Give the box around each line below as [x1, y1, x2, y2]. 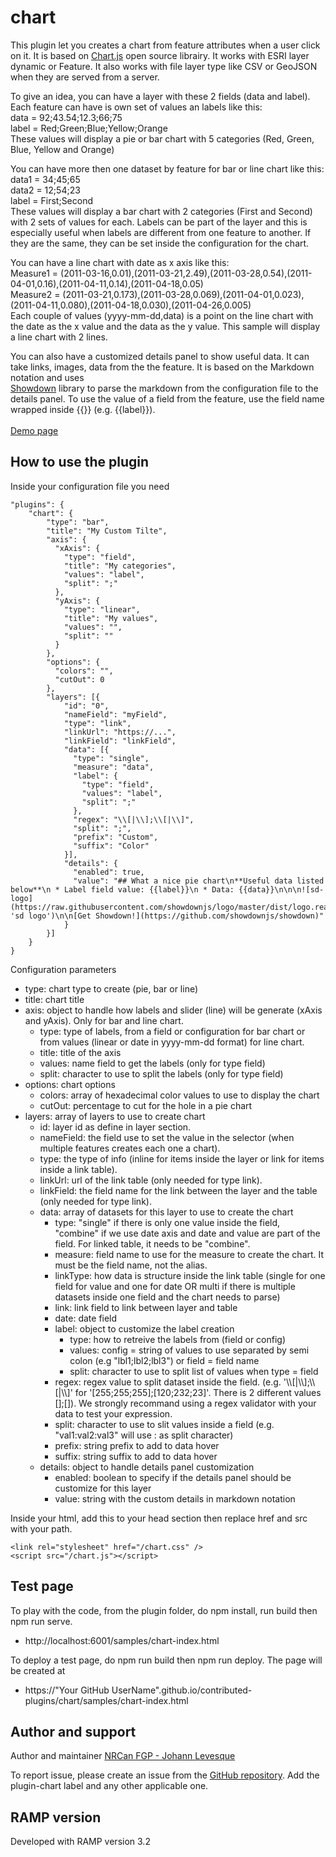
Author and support [10, 1723, 137, 1740]
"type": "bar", [46, 517, 110, 527]
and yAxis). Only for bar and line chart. [24, 1014, 184, 1026]
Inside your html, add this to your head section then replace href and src [10, 1512, 308, 1524]
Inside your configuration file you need [10, 480, 170, 492]
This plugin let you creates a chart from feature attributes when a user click [10, 39, 321, 51]
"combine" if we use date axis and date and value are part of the [54, 1227, 321, 1239]
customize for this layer [54, 1482, 152, 1494]
